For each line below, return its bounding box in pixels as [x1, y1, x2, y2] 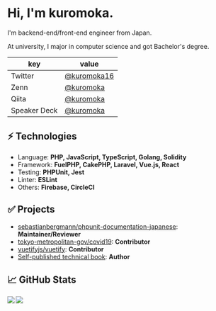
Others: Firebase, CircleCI [17, 183, 95, 191]
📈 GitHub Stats [7, 273, 76, 285]
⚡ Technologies [7, 130, 77, 142]
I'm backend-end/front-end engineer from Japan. [7, 28, 152, 37]
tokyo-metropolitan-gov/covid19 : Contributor [17, 237, 151, 246]
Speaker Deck [11, 105, 58, 115]
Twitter [11, 71, 34, 81]
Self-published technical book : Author [17, 252, 130, 261]
